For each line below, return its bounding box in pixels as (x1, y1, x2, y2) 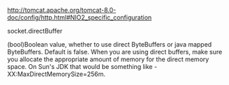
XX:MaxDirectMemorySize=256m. (7, 70, 106, 78)
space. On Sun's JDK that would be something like (7, 63, 153, 70)
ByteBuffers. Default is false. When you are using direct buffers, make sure (7, 48, 223, 56)
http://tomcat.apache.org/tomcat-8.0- (7, 6, 117, 14)
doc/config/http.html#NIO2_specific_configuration (7, 13, 152, 22)
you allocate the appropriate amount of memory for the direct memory (7, 55, 209, 63)
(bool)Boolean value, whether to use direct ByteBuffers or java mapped (7, 40, 212, 48)
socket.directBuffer (7, 27, 63, 35)
